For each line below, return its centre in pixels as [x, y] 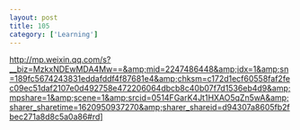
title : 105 [30, 26]
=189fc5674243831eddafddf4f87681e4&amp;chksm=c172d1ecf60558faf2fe [150, 79]
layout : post [34, 17]
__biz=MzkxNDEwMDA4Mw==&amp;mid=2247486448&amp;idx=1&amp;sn [149, 69]
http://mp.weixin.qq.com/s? [60, 60]
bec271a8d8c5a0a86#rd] [56, 117]
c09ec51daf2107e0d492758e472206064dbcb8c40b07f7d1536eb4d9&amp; [150, 88]
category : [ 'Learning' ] [54, 34]
